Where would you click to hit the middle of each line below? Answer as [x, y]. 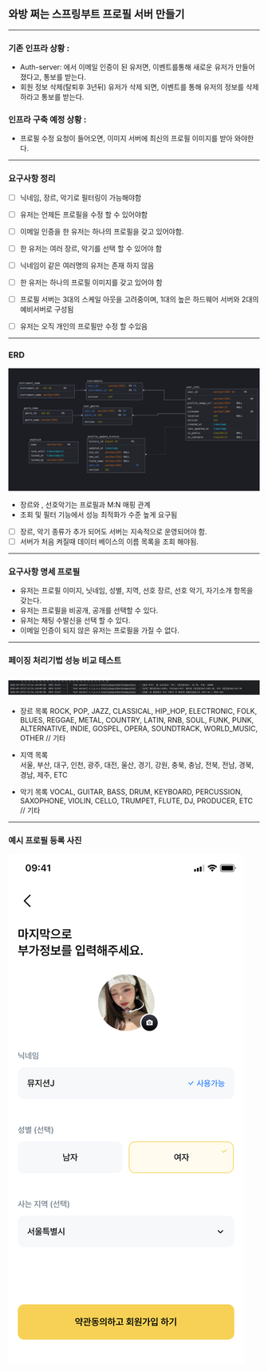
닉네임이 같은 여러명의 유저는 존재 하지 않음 [87, 265]
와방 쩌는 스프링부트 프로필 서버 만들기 [97, 14]
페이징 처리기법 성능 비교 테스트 [65, 660]
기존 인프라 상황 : [39, 48]
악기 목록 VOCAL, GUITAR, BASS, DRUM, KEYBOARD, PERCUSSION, [131, 792]
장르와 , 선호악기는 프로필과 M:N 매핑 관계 [85, 504]
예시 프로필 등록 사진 [45, 841]
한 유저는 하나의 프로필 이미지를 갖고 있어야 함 [91, 282]
